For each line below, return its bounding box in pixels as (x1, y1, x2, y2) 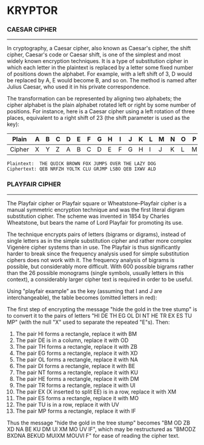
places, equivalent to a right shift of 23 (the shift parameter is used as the (7, 114, 190, 122)
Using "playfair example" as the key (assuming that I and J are (7, 287, 162, 294)
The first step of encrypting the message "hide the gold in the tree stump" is (7, 305, 197, 312)
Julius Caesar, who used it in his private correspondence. (7, 83, 150, 91)
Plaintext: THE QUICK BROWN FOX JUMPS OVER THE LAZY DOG (7, 161, 156, 167)
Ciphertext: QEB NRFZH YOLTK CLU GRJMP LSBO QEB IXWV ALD (7, 166, 156, 173)
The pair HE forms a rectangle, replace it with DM (15, 375, 139, 382)
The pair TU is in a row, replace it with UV (15, 401, 120, 408)
